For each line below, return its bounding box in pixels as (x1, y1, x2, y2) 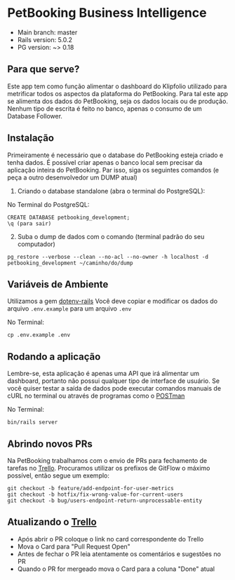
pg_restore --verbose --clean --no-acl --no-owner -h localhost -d (7, 253, 209, 260)
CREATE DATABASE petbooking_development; (7, 214, 130, 221)
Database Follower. (7, 112, 63, 120)
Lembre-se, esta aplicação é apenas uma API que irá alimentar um (7, 370, 200, 378)
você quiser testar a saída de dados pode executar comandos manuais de (7, 384, 222, 393)
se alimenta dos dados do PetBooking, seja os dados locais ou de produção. (7, 97, 228, 105)
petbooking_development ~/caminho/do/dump (7, 259, 133, 267)
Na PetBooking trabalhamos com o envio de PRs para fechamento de (7, 457, 208, 464)
